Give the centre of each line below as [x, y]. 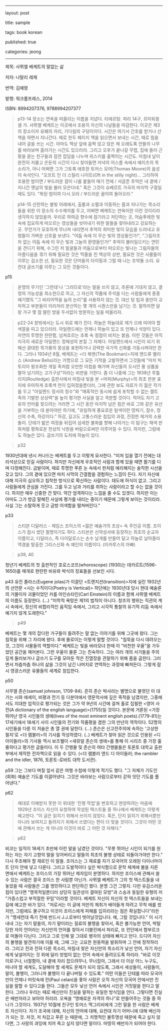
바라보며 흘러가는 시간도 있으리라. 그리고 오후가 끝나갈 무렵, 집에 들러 [90, 150]
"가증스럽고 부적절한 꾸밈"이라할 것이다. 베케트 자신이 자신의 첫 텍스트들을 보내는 [84, 898]
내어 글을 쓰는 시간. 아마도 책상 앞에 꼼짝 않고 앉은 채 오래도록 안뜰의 [84, 144]
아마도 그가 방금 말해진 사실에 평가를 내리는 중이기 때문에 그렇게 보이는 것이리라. [83, 499]
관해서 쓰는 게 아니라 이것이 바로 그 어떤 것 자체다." [72, 828]
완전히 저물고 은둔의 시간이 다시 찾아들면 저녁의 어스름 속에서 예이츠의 [85, 162]
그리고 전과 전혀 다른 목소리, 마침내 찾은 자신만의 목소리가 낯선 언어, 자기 [82, 948]
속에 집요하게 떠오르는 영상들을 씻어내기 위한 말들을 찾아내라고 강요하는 [87, 223]
